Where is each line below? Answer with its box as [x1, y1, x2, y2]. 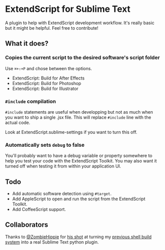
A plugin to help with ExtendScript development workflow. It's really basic [5, 20, 155, 26]
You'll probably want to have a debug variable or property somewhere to [5, 153, 153, 159]
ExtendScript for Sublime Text [5, 3, 131, 15]
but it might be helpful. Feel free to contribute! [5, 25, 99, 31]
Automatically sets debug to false [5, 141, 85, 148]
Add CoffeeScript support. [12, 207, 66, 212]
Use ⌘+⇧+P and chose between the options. [5, 65, 92, 71]
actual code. [5, 120, 31, 125]
